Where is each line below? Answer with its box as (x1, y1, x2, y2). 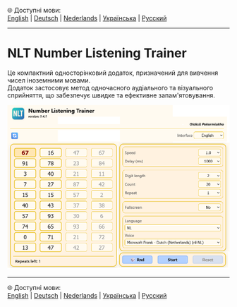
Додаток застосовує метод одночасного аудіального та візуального (7, 83, 214, 92)
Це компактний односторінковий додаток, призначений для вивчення (7, 68, 219, 77)
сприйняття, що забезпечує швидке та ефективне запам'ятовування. (7, 91, 215, 100)
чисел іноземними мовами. (7, 76, 90, 84)
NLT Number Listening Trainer (7, 45, 187, 61)
